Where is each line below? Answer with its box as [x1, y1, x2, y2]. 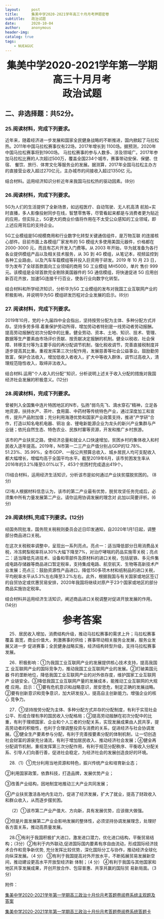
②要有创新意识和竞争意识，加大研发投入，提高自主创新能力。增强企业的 [5, 690, 152, 696]
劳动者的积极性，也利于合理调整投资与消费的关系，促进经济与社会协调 [9, 725, 150, 731]
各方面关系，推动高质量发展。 [5, 824, 65, 830]
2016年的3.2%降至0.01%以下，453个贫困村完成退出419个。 [5, 461, 125, 467]
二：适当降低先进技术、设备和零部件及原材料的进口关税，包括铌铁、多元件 [5, 555, 155, 561]
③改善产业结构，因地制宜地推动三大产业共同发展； [5, 781, 110, 786]
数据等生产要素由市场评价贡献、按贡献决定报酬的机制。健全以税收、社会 [5, 336, 150, 342]
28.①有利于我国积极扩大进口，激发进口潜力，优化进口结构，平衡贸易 [9, 834, 150, 840]
